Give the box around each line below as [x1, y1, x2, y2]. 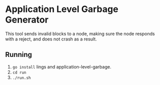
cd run [12, 70, 27, 75]
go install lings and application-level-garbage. [12, 63, 111, 69]
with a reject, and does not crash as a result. [5, 36, 97, 42]
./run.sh [12, 75, 31, 80]
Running [5, 50, 33, 59]
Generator [5, 14, 49, 25]
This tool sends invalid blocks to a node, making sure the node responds [5, 30, 155, 36]
